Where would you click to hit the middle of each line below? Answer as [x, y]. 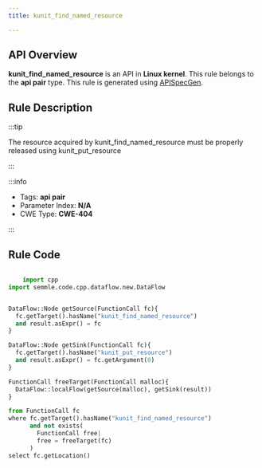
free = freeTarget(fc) [74, 440]
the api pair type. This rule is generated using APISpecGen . [106, 83]
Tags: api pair [43, 197]
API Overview [43, 55]
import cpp [41, 280]
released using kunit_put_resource [65, 151]
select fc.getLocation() [49, 455]
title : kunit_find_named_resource [66, 16]
